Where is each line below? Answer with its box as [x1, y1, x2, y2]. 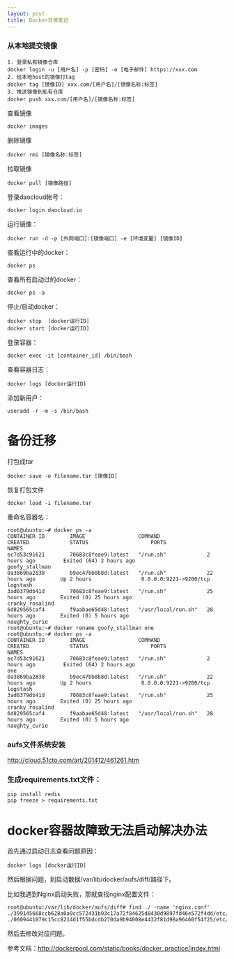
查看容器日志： [7, 365, 50, 374]
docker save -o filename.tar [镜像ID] [7, 472, 118, 479]
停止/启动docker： [7, 302, 61, 311]
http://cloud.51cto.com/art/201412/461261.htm [7, 756, 139, 765]
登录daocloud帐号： [7, 193, 65, 201]
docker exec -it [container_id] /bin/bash [7, 352, 132, 359]
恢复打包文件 [7, 485, 44, 494]
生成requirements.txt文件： [7, 775, 102, 784]
